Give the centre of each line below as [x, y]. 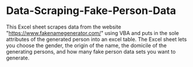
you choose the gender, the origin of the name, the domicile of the [86, 45]
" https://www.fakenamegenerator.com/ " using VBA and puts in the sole [93, 33]
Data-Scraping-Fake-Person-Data [91, 11]
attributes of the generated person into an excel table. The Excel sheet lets [96, 39]
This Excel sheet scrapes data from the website [64, 27]
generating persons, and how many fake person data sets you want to [91, 51]
